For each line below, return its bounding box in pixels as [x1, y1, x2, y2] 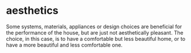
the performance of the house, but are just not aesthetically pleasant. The [6, 29, 184, 36]
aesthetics [6, 4, 59, 17]
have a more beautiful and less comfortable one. [6, 41, 123, 48]
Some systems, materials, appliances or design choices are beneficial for [6, 23, 182, 30]
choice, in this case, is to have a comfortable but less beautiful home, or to [6, 35, 186, 42]
